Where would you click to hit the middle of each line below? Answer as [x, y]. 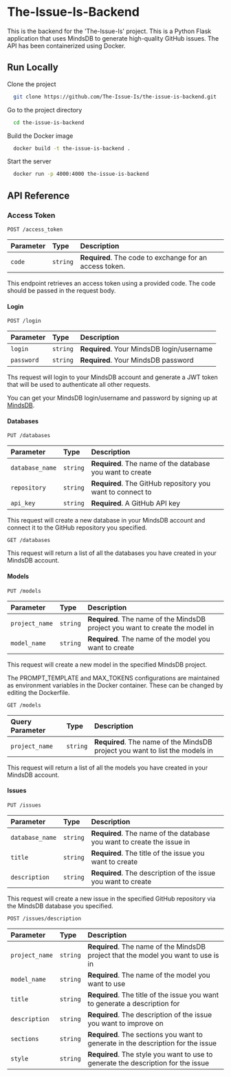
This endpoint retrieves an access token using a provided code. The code [111, 283]
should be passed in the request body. [62, 290]
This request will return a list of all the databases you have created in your [112, 553]
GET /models [24, 705]
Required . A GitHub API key [136, 503]
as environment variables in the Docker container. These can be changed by [115, 685]
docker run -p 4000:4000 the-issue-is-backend [81, 174]
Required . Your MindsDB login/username [146, 349]
